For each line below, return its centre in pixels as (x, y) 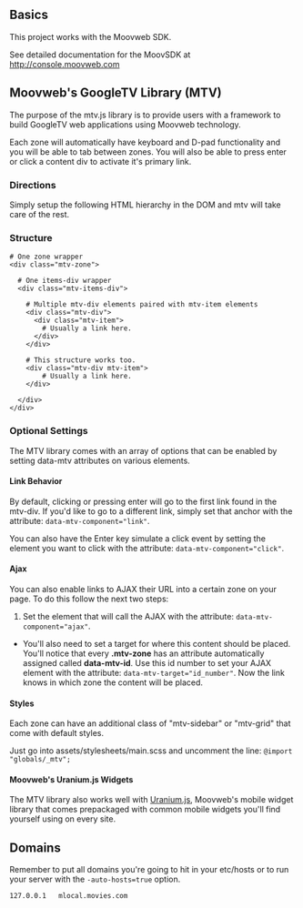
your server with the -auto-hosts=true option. (95, 879)
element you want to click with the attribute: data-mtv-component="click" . (147, 548)
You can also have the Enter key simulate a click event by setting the (138, 538)
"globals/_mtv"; (40, 760)
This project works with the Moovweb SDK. (91, 36)
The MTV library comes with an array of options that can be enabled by (143, 450)
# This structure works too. (81, 360)
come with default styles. (57, 733)
